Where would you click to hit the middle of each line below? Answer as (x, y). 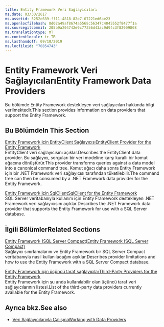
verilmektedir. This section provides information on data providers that (75, 110)
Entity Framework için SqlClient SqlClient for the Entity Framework (71, 193)
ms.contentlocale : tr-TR (30, 37)
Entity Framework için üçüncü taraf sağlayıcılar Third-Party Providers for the (81, 272)
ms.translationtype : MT (29, 32)
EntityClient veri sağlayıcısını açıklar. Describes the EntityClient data (73, 153)
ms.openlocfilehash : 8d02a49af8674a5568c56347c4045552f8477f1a (71, 23)
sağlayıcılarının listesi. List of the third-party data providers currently (73, 287)
